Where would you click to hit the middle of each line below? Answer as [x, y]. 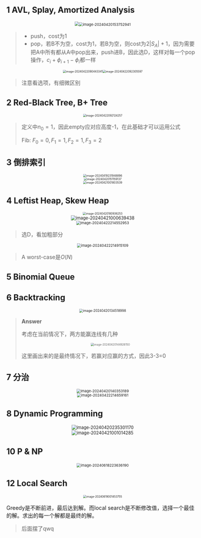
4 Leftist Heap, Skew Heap [58, 201]
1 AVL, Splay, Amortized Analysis [71, 10]
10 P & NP [25, 452]
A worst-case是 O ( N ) [47, 257]
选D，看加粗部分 [42, 235]
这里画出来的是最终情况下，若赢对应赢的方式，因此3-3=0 [93, 356]
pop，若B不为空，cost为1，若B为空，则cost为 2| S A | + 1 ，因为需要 [112, 44]
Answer [31, 322]
